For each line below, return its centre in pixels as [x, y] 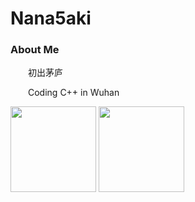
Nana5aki [51, 18]
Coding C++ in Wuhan [74, 93]
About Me [35, 50]
